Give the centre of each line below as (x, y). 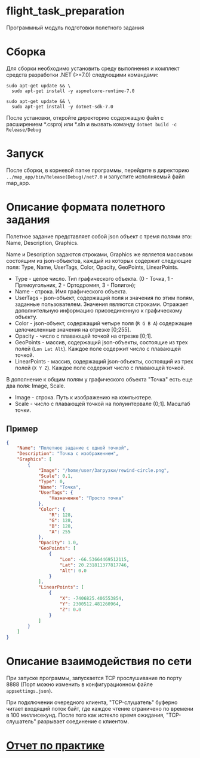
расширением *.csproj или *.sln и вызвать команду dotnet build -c (92, 124)
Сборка (26, 52)
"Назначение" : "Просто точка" (86, 498)
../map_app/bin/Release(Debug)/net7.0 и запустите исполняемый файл (96, 176)
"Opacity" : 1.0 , (58, 543)
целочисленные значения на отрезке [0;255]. (73, 329)
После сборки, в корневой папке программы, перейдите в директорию (98, 170)
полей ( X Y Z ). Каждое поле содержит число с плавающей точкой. (100, 368)
